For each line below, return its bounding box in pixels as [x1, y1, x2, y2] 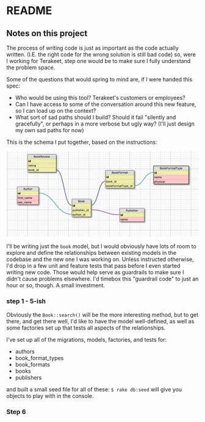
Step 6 [6, 407, 26, 416]
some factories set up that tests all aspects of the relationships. [6, 324, 166, 331]
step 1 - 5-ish [6, 297, 46, 306]
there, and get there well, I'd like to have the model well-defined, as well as [6, 317, 195, 325]
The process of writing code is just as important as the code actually [6, 44, 179, 51]
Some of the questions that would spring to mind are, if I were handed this [6, 76, 193, 83]
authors [15, 347, 35, 355]
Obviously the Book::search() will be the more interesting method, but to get [6, 311, 199, 318]
